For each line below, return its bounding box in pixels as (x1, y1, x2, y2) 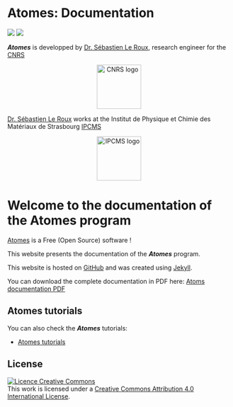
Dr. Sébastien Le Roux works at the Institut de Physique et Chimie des (7, 115, 211, 123)
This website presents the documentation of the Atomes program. (7, 249, 200, 258)
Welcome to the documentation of (7, 197, 212, 214)
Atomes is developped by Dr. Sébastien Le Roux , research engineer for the (7, 42, 227, 51)
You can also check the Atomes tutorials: (7, 323, 127, 332)
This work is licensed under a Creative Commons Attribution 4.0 (7, 384, 195, 393)
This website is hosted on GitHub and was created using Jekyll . (7, 263, 193, 272)
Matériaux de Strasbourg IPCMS (7, 122, 101, 130)
